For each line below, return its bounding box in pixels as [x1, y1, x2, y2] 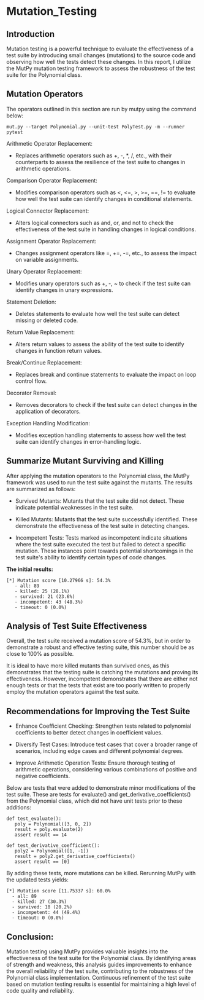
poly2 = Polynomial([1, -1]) [14, 848, 89, 854]
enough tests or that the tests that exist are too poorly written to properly [6, 682, 191, 689]
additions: [6, 804, 32, 811]
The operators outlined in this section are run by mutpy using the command [6, 105, 197, 112]
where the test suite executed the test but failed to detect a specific [15, 540, 186, 548]
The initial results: [6, 565, 53, 573]
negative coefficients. [15, 773, 70, 780]
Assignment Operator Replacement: [6, 237, 97, 245]
